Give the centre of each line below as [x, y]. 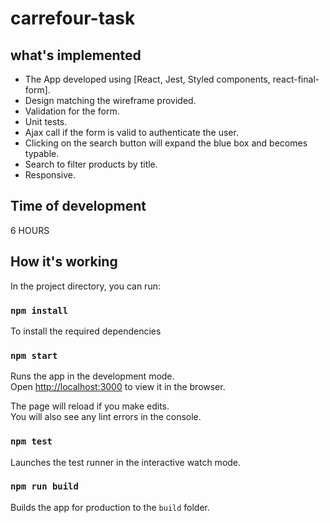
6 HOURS [30, 230]
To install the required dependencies [86, 331]
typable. [42, 153]
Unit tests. [46, 121]
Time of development [78, 206]
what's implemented [76, 55]
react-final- [296, 79]
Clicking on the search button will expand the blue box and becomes [166, 143]
